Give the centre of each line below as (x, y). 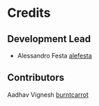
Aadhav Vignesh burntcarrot (48, 94)
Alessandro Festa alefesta (54, 55)
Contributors (36, 78)
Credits (29, 13)
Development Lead (49, 39)
